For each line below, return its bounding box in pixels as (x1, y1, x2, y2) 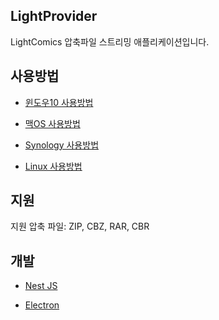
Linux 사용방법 (24, 160, 83, 172)
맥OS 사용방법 (24, 117, 81, 129)
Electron (24, 299, 60, 311)
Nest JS (24, 280, 58, 292)
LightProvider (10, 8, 98, 25)
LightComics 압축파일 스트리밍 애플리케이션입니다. (10, 35, 210, 48)
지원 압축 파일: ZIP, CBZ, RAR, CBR (10, 220, 150, 233)
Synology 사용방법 (24, 139, 100, 151)
